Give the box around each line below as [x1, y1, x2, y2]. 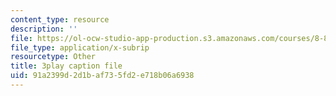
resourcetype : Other [10, 52, 97, 62]
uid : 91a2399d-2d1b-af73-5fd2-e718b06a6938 [10, 71, 195, 81]
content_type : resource [10, 14, 110, 25]
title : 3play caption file [10, 61, 123, 71]
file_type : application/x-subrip [10, 42, 150, 53]
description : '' [10, 24, 78, 34]
